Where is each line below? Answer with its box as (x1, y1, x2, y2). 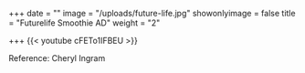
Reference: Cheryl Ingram (8, 53, 106, 63)
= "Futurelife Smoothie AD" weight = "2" (8, 17, 161, 28)
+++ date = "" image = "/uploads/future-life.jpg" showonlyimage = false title (8, 8, 296, 18)
